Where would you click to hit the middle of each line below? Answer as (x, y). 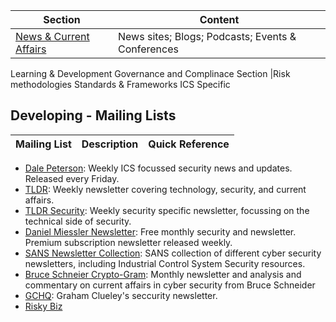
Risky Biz (43, 306)
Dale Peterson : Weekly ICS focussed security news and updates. (158, 168)
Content (219, 19)
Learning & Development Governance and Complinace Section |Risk (150, 73)
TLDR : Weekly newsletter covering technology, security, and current (165, 189)
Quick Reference (189, 144)
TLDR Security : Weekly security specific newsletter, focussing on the (167, 210)
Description (110, 144)
